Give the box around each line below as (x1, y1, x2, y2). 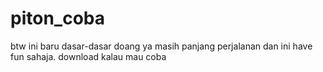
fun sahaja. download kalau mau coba (10, 50, 167, 62)
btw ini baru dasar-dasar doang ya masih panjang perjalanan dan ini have (10, 40, 313, 52)
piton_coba (10, 7, 105, 30)
